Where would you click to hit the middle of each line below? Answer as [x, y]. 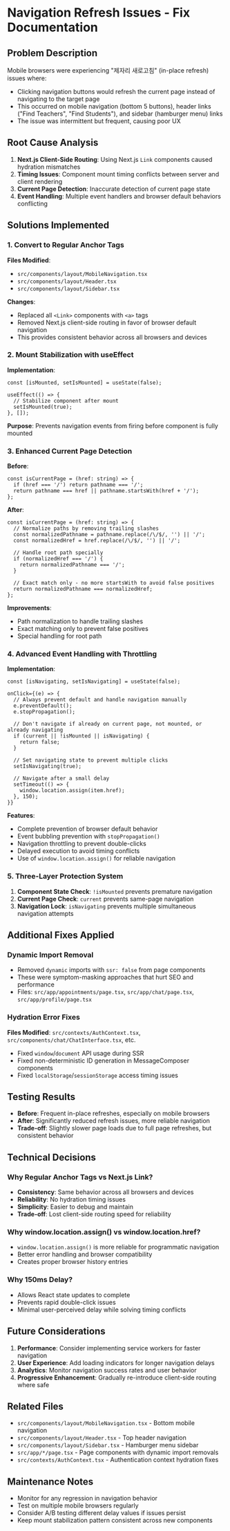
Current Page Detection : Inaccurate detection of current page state [114, 189]
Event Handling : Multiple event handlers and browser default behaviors [119, 196]
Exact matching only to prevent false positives [83, 629]
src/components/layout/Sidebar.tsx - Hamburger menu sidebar [108, 1445]
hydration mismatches [49, 167]
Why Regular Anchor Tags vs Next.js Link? [80, 1177]
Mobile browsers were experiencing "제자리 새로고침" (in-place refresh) [108, 70]
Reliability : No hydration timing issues [71, 1200]
